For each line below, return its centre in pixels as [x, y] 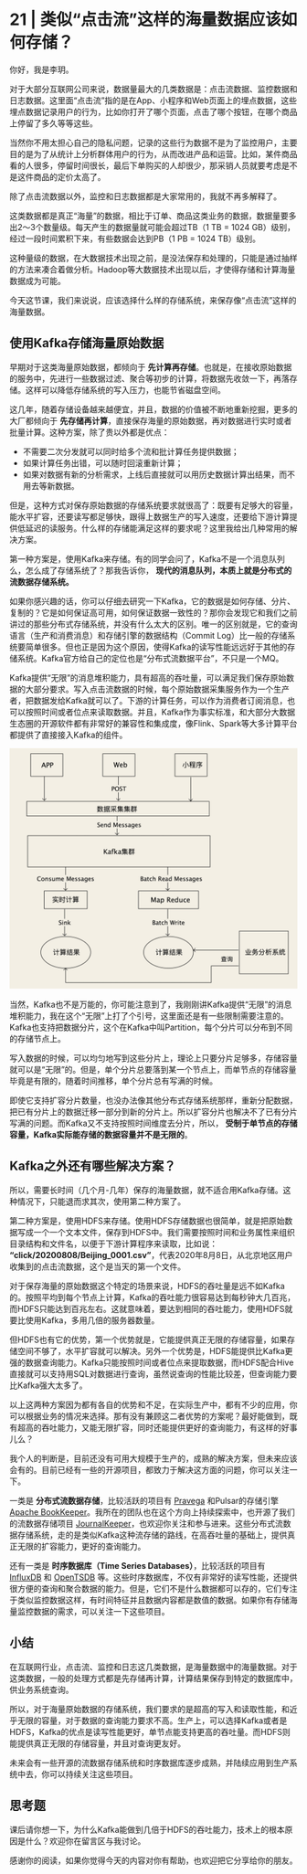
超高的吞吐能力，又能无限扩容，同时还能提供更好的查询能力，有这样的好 [153, 1427]
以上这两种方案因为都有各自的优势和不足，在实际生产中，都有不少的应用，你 [153, 1404]
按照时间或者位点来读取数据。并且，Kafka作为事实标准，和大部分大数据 [160, 712]
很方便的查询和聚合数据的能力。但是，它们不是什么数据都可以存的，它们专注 [153, 1588]
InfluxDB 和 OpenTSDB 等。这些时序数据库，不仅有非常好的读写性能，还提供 [153, 1577]
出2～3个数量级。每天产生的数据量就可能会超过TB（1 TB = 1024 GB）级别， [152, 227]
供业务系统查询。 [42, 1689]
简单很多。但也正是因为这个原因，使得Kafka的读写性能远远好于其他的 [156, 647]
